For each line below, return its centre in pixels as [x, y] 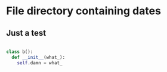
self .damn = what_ [40, 63]
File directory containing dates [83, 11]
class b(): [20, 52]
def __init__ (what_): [38, 57]
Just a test [26, 33]
